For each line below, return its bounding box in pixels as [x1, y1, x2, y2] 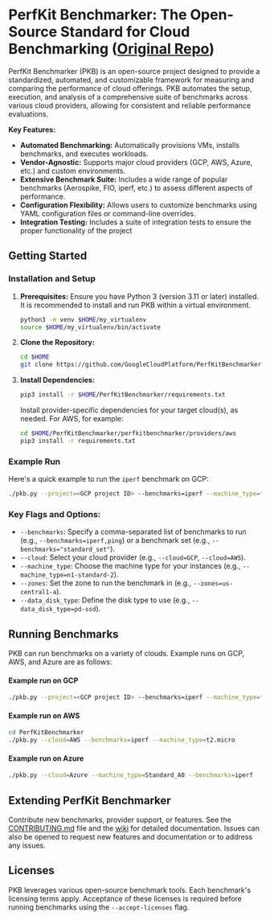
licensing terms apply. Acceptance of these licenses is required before [8, 893, 243, 903]
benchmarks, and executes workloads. [19, 149, 149, 158]
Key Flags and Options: [8, 508, 101, 520]
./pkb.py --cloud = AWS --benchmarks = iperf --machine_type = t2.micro [8, 736, 235, 745]
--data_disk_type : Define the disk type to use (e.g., [19, 595, 190, 605]
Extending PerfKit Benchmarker [8, 794, 171, 807]
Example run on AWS [8, 710, 80, 721]
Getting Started [8, 249, 88, 263]
